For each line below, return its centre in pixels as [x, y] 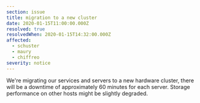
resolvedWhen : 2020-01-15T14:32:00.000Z [59, 35]
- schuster [26, 46]
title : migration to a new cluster [52, 18]
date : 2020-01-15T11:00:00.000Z [48, 23]
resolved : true [26, 29]
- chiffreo [26, 57]
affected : [19, 40]
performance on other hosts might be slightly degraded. [77, 93]
